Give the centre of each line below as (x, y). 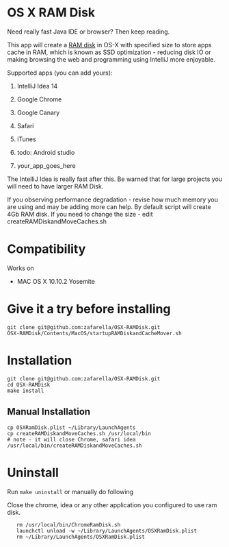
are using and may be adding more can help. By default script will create (109, 206)
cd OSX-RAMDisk (29, 385)
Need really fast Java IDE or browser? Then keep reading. (89, 32)
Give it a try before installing (89, 309)
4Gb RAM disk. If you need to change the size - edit (80, 214)
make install (26, 391)
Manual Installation (49, 412)
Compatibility (46, 249)
